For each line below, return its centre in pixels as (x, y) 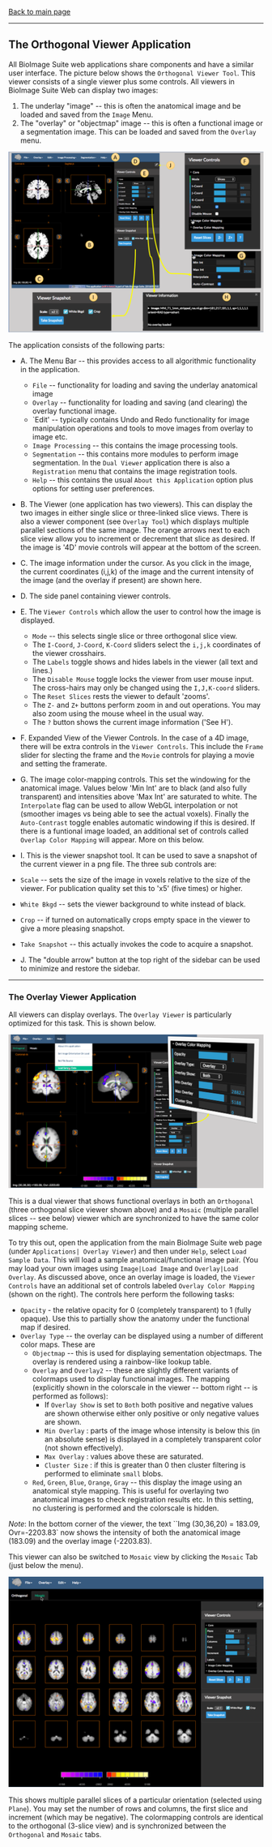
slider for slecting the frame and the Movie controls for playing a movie (137, 755)
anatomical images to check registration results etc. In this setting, (143, 1500)
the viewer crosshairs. (69, 654)
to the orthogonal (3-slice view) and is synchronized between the (117, 1826)
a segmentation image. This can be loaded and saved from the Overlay (138, 131)
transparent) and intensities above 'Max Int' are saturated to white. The (138, 797)
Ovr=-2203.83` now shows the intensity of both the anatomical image (125, 1532)
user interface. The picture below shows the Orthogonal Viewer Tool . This (132, 73)
